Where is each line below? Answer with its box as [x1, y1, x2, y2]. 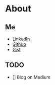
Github [12, 41, 26, 47]
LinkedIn [12, 36, 30, 42]
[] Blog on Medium [12, 74, 51, 80]
